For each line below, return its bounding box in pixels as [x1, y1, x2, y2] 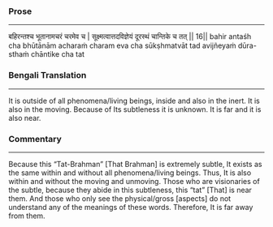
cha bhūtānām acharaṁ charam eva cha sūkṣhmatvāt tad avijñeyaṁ [8, 41, 236, 50]
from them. [8, 211, 46, 221]
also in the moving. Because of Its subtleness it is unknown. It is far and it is [8, 104, 262, 114]
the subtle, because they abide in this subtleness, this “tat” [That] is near [8, 185, 252, 195]
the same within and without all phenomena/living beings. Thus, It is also [8, 168, 252, 178]
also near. [8, 113, 41, 122]
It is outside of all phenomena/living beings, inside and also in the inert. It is [8, 96, 260, 105]
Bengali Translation [8, 70, 87, 81]
